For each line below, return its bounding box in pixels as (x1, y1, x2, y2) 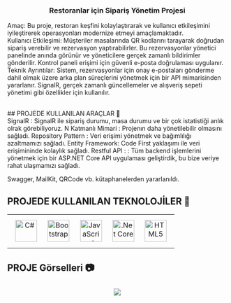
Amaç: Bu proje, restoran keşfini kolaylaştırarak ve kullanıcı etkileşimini (7, 22, 211, 30)
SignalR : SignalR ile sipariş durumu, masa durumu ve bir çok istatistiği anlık (7, 117, 225, 125)
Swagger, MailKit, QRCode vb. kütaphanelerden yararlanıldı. (7, 175, 180, 183)
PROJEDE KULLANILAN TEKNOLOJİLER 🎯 (7, 195, 191, 207)
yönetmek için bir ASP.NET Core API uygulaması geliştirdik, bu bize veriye (7, 154, 220, 162)
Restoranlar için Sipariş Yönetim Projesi (49, 6, 186, 15)
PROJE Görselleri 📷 (7, 262, 95, 274)
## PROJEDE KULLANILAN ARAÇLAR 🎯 (7, 109, 121, 118)
